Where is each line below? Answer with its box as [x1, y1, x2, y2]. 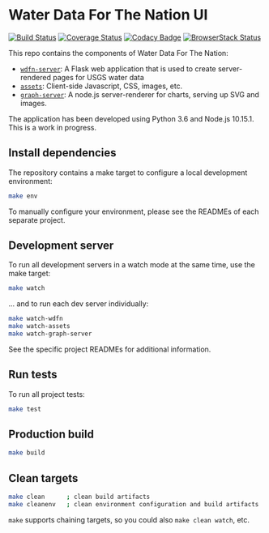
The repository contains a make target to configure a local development [8, 168, 248, 177]
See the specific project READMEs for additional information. [8, 344, 211, 354]
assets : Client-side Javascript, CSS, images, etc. [19, 81, 183, 91]
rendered [19, 72, 51, 82]
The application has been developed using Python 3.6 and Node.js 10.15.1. [8, 113, 254, 123]
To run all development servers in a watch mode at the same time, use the [8, 260, 255, 270]
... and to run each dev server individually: [8, 299, 149, 309]
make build [8, 449, 45, 457]
